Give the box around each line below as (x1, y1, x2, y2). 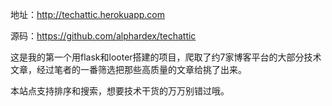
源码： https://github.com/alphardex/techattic (10, 30, 197, 42)
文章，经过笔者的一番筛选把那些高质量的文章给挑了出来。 (10, 64, 247, 75)
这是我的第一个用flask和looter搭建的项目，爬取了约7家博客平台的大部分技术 (10, 51, 322, 63)
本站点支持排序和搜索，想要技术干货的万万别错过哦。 (10, 85, 230, 97)
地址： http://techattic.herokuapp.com (10, 9, 165, 20)
